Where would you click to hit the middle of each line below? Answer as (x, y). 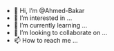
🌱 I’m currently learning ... (50, 25)
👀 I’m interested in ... (43, 18)
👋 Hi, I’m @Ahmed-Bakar (49, 11)
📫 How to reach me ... (46, 40)
